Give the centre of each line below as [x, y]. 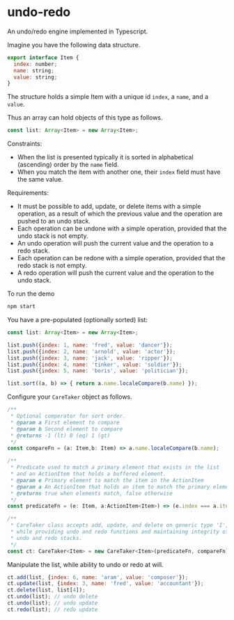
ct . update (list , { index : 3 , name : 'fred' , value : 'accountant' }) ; [106, 584]
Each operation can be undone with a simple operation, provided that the [122, 229]
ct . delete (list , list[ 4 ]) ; [46, 590]
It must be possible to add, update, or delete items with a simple [109, 207]
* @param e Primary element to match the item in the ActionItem [107, 480]
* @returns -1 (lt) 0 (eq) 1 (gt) [60, 436]
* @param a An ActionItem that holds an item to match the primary [110, 487]
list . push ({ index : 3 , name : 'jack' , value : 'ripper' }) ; [90, 358]
